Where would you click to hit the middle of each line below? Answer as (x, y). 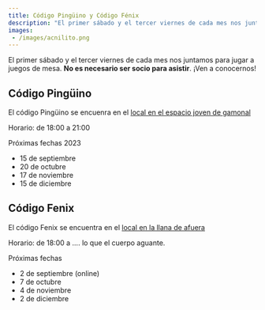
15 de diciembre (45, 183)
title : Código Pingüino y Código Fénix (74, 15)
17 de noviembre (46, 176)
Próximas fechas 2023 (45, 143)
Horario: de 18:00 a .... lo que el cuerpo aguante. (87, 243)
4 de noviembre (45, 290)
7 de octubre (40, 282)
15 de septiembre (48, 158)
